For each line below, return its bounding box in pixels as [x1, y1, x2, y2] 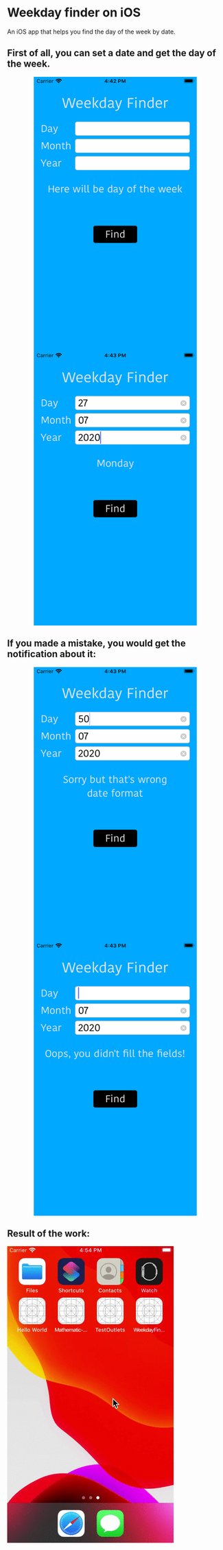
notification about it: [7, 648, 97, 660]
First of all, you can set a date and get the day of [7, 47, 216, 59]
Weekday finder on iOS [7, 5, 141, 21]
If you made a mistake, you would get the [7, 638, 187, 649]
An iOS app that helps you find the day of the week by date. [7, 27, 176, 36]
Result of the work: [7, 1228, 91, 1239]
